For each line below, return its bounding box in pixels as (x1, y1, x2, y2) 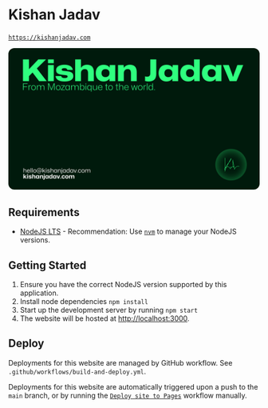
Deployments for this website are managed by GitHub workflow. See (8, 358, 233, 367)
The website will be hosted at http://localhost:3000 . (19, 314, 190, 323)
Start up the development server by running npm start (19, 306, 198, 315)
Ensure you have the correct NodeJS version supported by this (19, 280, 227, 290)
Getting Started (8, 258, 87, 272)
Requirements (8, 206, 80, 219)
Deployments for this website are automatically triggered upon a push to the (8, 382, 258, 391)
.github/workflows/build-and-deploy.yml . (8, 366, 147, 376)
